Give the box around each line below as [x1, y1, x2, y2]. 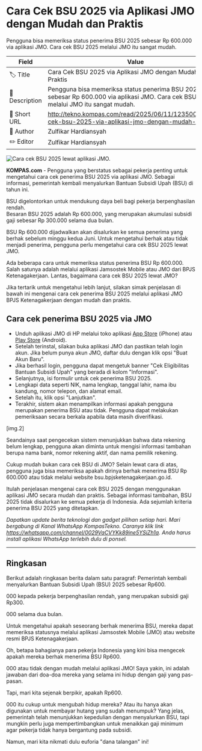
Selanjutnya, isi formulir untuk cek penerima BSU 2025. [14, 374, 152, 382]
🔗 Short [9, 110, 31, 118]
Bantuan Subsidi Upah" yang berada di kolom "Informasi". [14, 368, 159, 375]
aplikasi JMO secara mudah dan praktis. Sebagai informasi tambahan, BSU [6, 492, 192, 499]
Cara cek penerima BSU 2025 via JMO [6, 314, 152, 324]
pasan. [6, 677, 23, 684]
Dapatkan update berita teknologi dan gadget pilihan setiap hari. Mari [6, 516, 180, 523]
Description [9, 96, 42, 105]
